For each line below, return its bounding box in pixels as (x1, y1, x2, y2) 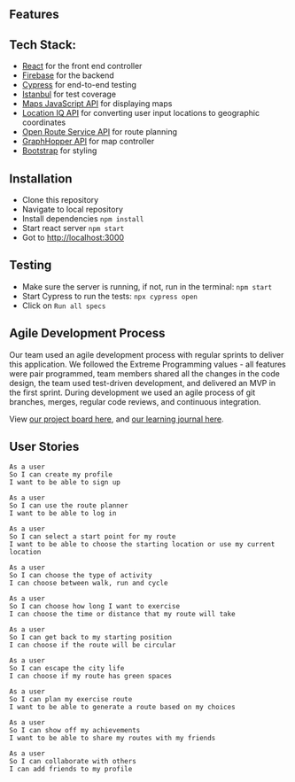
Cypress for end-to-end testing (21, 80, 137, 90)
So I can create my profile (9, 470, 113, 479)
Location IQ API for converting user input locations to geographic (21, 108, 260, 119)
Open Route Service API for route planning (21, 127, 178, 137)
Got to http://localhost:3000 (21, 232, 125, 243)
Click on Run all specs (21, 300, 106, 311)
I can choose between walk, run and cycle (9, 579, 168, 588)
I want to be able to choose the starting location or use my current (9, 540, 276, 549)
